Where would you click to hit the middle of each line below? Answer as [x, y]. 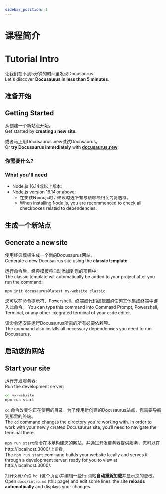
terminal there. [20, 433]
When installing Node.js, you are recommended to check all [81, 203]
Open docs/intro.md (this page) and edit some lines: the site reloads [75, 481]
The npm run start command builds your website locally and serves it [76, 455]
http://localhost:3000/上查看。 [36, 449]
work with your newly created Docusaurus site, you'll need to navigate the [81, 427]
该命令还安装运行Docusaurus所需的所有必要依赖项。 [59, 323]
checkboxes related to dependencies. [58, 208]
